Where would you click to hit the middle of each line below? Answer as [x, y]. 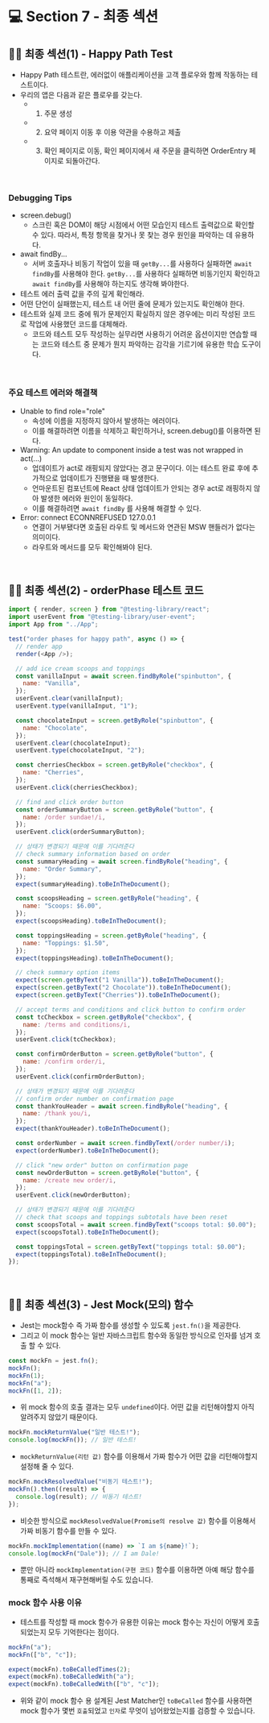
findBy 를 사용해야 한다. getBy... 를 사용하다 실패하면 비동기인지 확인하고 [146, 274]
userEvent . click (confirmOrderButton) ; [81, 1077]
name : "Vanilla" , [52, 683]
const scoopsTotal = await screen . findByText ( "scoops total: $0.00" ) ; [136, 1225]
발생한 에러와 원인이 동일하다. [87, 498]
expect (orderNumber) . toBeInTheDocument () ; [88, 1150]
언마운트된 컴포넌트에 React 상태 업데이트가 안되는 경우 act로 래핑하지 [142, 488]
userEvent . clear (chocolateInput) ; [73, 743]
